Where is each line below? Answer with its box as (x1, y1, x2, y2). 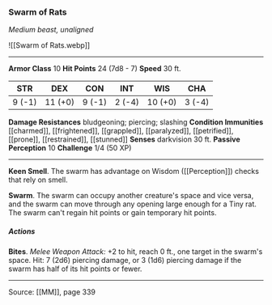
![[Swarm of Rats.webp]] (8, 40, 91, 50)
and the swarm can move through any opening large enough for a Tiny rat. (8, 199, 257, 209)
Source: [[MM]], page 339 (8, 287, 96, 297)
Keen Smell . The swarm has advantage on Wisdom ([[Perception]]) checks (8, 167, 259, 176)
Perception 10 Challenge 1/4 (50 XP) (8, 143, 132, 153)
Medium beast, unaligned (8, 25, 94, 35)
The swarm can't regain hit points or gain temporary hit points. (8, 208, 217, 218)
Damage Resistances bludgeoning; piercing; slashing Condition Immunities (8, 117, 264, 127)
